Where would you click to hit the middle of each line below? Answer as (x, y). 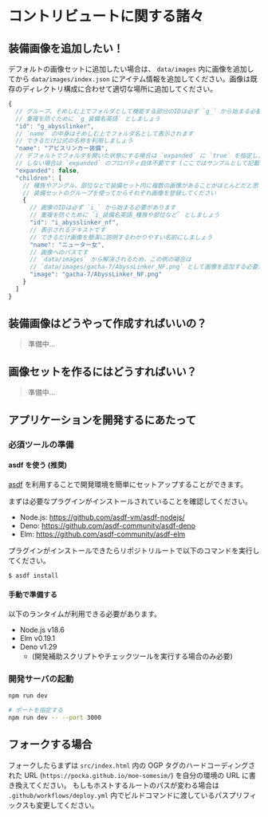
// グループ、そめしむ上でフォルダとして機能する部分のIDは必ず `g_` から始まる (133, 111)
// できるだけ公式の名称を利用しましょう (74, 141)
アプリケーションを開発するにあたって (102, 420)
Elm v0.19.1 (37, 638)
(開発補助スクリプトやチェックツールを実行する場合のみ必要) (132, 656)
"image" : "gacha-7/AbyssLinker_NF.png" (95, 275)
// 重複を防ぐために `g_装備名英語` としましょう (88, 119)
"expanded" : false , (48, 171)
